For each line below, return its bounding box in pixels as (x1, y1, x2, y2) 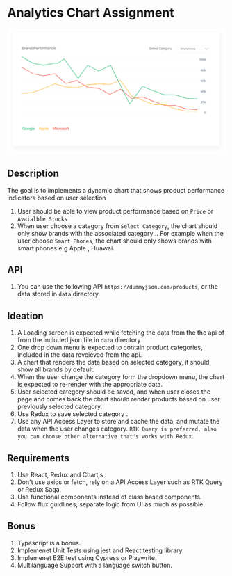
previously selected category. (17, 402, 103, 411)
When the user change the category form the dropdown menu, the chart (17, 373, 225, 381)
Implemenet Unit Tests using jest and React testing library (17, 546, 183, 554)
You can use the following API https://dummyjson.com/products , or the (17, 282, 219, 291)
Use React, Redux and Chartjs (17, 471, 103, 479)
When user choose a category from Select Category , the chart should (17, 221, 218, 230)
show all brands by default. (17, 365, 95, 374)
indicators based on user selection (7, 193, 106, 202)
